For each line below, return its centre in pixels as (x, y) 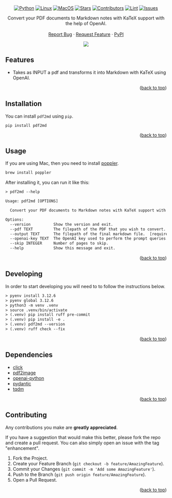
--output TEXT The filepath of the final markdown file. (78, 234)
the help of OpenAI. (86, 23)
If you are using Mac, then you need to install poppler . (62, 163)
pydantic (22, 383)
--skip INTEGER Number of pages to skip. (59, 244)
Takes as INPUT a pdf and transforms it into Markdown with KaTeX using (89, 72)
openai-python (28, 378)
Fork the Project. (30, 458)
